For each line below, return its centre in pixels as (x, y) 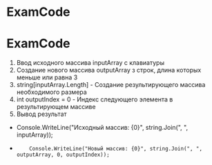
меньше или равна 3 (47, 77)
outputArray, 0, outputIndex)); (63, 155)
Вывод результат (41, 114)
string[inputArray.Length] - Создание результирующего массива (111, 85)
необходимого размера (51, 92)
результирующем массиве (56, 107)
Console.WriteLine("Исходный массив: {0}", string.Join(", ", (102, 128)
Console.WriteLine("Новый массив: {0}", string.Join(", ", (116, 149)
